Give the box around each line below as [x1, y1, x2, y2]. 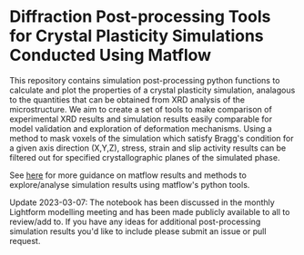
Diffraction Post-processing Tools [9, 6, 271, 27]
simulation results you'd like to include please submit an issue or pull [9, 225, 267, 237]
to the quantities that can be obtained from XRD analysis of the [9, 93, 246, 105]
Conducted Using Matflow [9, 45, 212, 65]
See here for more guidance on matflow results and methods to [9, 170, 248, 181]
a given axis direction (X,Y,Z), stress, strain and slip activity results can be [9, 142, 287, 153]
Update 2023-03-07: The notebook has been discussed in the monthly [9, 197, 275, 208]
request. [9, 235, 41, 246]
